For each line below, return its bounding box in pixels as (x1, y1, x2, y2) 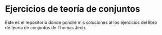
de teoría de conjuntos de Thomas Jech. (5, 24, 87, 30)
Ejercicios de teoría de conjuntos (5, 3, 140, 15)
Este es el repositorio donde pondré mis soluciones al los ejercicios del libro (5, 19, 157, 25)
